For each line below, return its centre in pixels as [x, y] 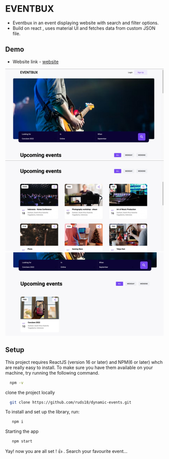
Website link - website [35, 62]
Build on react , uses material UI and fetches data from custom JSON [84, 28]
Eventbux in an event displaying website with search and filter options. [86, 23]
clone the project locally [30, 392]
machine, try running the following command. [52, 373]
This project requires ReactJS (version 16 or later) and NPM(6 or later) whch [84, 362]
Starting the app [22, 431]
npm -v [17, 383]
